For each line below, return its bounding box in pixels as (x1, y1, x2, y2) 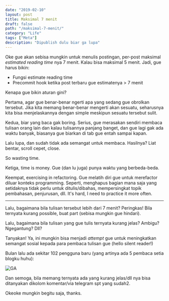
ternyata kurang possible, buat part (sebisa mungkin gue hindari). (5, 210, 141, 216)
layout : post (5, 12, 33, 17)
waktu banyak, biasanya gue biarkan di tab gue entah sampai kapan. (5, 130, 147, 136)
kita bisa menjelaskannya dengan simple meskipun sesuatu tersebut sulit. (5, 110, 157, 116)
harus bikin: (5, 64, 30, 70)
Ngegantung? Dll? (5, 225, 42, 231)
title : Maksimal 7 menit (5, 17, 57, 22)
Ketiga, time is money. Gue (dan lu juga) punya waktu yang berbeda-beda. (5, 164, 159, 171)
